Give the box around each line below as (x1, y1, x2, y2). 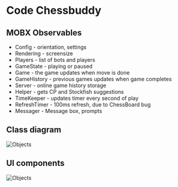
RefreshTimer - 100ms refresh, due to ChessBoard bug (14, 101, 152, 108)
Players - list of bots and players (14, 57, 96, 63)
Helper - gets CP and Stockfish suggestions (14, 88, 124, 95)
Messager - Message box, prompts (14, 108, 102, 114)
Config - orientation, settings (14, 43, 87, 51)
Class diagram (6, 124, 61, 135)
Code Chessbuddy (6, 4, 102, 17)
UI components (6, 158, 65, 168)
